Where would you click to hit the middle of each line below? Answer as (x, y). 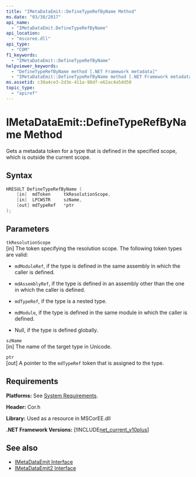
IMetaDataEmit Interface (44, 462)
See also (22, 448)
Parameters (28, 229)
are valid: (17, 254)
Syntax (19, 176)
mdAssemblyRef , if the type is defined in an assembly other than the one (99, 283)
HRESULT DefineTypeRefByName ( (44, 189)
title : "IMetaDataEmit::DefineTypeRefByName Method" (71, 11)
